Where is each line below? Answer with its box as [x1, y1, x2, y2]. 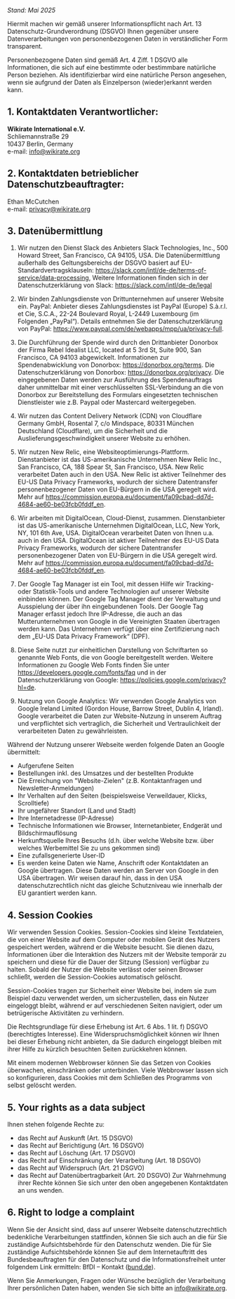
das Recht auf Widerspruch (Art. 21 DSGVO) [17, 1164, 145, 1172]
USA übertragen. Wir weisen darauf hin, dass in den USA [17, 874, 182, 882]
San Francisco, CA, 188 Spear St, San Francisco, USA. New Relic [17, 463, 205, 471]
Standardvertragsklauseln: [17, 266, 95, 275]
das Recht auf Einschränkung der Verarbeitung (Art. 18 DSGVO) [17, 1156, 201, 1165]
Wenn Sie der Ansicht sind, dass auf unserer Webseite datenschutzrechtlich [7, 1225, 227, 1234]
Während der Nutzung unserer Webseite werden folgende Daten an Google [7, 741, 224, 749]
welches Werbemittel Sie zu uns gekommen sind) [17, 844, 161, 853]
